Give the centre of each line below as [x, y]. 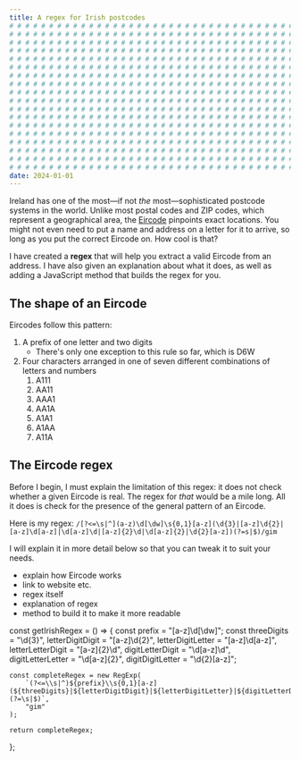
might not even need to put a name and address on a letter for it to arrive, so [150, 230]
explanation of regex [60, 604]
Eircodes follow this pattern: [61, 325]
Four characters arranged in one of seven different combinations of [146, 361]
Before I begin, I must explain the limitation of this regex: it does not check [146, 486]
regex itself [43, 594]
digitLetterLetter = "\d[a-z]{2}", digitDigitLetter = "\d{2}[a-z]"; [123, 659]
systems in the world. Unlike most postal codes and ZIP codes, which [137, 210]
